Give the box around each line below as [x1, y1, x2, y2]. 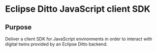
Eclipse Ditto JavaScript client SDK [5, 3, 151, 15]
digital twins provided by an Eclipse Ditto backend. [5, 41, 108, 47]
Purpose [5, 23, 32, 31]
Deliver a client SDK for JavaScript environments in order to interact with [5, 36, 153, 42]
